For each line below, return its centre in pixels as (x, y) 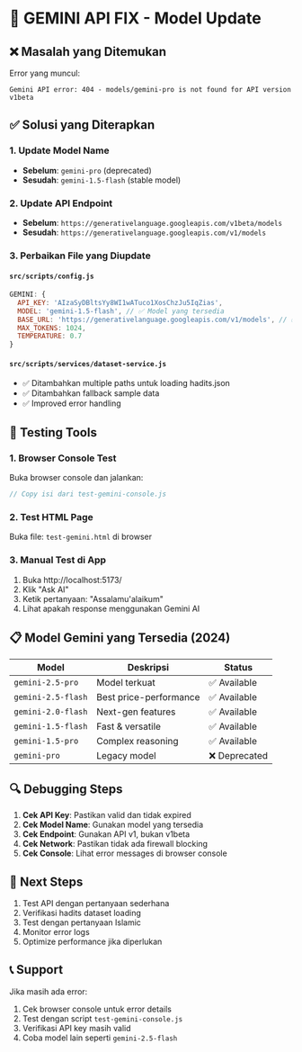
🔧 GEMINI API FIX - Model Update (136, 18)
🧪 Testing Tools (53, 432)
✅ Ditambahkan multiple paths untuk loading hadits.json (126, 383)
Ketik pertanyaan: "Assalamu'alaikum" (93, 598)
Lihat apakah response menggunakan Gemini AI (111, 608)
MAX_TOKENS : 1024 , (52, 328)
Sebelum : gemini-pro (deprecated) (87, 170)
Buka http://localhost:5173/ (72, 580)
